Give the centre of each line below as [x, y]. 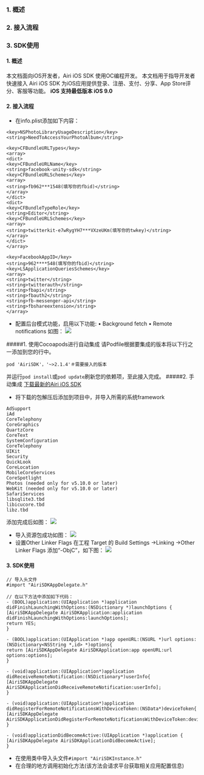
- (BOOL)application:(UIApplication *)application [72, 602]
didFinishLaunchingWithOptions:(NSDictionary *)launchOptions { [89, 607]
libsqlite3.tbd [25, 500]
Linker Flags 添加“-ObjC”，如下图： [59, 550]
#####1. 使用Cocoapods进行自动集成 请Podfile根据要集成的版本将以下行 [97, 344]
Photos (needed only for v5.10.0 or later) [62, 483]
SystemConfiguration [32, 441]
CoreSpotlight [24, 478]
